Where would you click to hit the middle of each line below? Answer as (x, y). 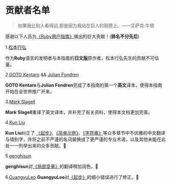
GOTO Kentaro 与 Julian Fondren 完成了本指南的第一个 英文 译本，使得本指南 (84, 85)
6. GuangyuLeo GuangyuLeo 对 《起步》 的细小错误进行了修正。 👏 (72, 177)
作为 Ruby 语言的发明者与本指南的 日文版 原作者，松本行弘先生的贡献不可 (80, 58)
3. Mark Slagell (20, 101)
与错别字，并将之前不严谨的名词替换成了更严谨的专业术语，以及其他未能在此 (85, 139)
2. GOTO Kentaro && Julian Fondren (42, 74)
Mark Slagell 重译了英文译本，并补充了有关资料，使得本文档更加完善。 (79, 112)
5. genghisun (18, 155)
